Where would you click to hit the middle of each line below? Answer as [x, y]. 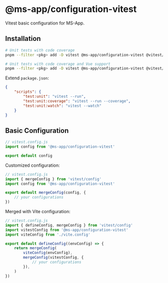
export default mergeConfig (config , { [45, 193]
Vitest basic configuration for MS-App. [45, 23]
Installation [23, 39]
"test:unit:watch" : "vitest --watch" [62, 106]
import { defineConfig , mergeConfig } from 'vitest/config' [69, 225]
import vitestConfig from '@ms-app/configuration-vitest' [67, 230]
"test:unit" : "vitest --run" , [54, 96]
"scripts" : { [28, 92]
